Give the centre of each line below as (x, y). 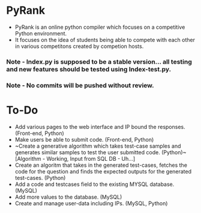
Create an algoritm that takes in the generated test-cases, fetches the (101, 165)
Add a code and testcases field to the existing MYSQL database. (94, 184)
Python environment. (41, 33)
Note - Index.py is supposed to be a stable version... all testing (99, 62)
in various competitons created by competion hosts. (79, 46)
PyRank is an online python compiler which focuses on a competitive (100, 27)
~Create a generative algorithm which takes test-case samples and (98, 146)
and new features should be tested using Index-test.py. (89, 69)
